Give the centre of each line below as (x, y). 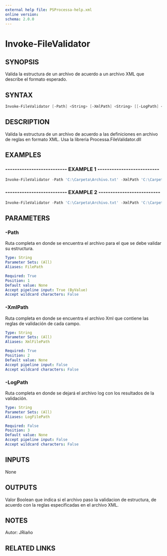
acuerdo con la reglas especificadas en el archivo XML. (62, 505)
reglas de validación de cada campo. (43, 323)
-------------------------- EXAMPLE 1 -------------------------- (82, 169)
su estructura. (19, 249)
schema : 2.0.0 (20, 19)
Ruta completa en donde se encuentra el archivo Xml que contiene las (77, 318)
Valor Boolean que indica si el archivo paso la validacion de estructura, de (81, 500)
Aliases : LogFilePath (28, 417)
